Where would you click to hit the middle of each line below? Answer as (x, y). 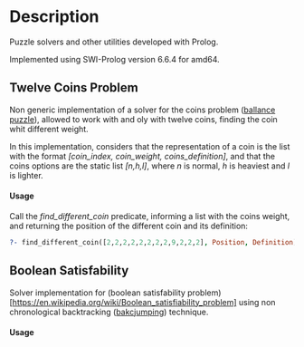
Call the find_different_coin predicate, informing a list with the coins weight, (150, 216)
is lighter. (26, 175)
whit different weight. (49, 129)
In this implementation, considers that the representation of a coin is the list (150, 146)
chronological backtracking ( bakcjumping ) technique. (109, 312)
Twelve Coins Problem (74, 88)
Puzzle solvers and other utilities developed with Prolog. (114, 42)
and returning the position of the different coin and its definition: (129, 226)
